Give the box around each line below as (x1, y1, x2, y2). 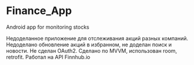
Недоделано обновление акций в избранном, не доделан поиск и (6, 41, 172, 48)
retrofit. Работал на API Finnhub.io (6, 53, 90, 60)
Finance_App (6, 4, 72, 18)
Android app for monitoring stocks (6, 23, 90, 30)
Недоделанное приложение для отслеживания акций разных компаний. (6, 35, 189, 42)
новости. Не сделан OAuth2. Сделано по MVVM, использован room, (6, 47, 177, 54)
